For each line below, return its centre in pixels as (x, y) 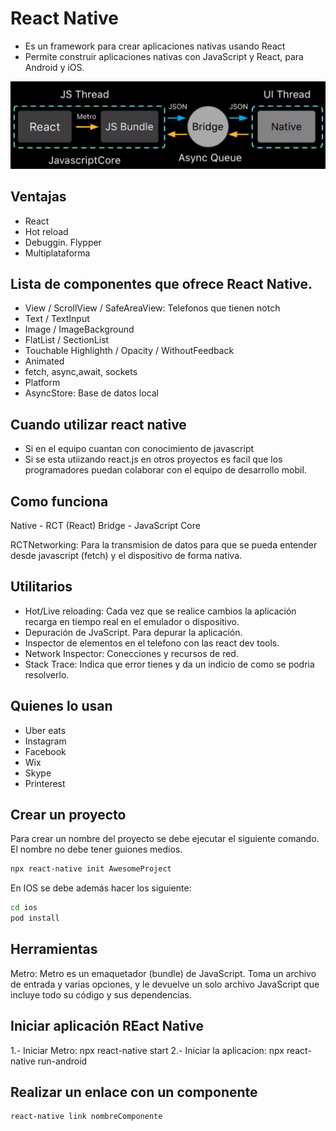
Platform (42, 383)
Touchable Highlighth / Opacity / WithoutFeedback (129, 351)
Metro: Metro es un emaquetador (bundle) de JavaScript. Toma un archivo (163, 973)
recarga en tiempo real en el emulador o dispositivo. (132, 621)
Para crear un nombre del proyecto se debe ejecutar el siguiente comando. (165, 839)
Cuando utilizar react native (98, 424)
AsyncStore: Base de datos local (91, 393)
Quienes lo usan (61, 706)
